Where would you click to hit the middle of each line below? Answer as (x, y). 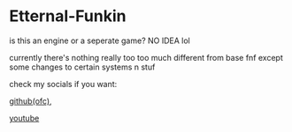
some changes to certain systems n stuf (82, 67)
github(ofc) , (31, 101)
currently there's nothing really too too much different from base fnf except (146, 57)
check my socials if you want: (63, 84)
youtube (24, 118)
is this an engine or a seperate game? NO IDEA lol (100, 40)
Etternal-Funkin (68, 16)
